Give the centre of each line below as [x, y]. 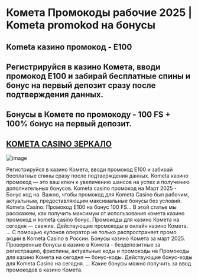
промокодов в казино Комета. [44, 270]
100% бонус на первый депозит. [69, 124]
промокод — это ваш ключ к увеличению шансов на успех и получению [98, 182]
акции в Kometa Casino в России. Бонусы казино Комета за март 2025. [96, 238]
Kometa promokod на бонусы [81, 25]
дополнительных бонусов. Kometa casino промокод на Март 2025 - [92, 188]
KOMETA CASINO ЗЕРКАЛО [59, 144]
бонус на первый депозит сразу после [81, 85]
